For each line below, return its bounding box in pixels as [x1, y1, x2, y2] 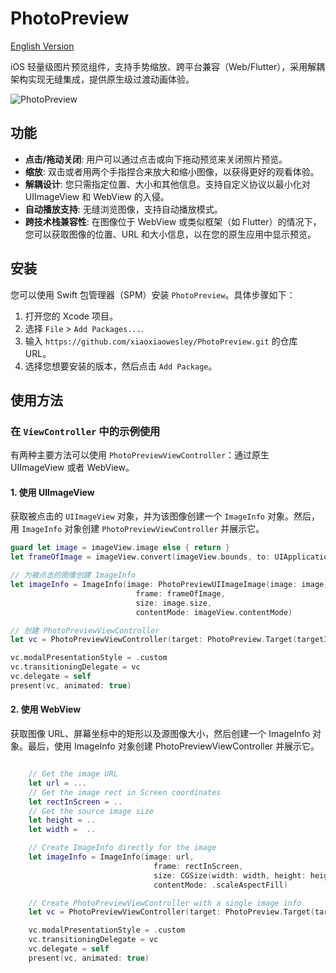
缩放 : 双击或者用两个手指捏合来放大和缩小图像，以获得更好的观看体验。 [24, 165, 320, 177]
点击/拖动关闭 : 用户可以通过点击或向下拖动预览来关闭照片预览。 [24, 153, 288, 165]
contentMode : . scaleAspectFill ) [153, 880, 288, 890]
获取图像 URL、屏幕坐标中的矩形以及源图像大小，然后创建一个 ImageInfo [10, 728, 311, 740]
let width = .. [28, 825, 97, 835]
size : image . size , [135, 598, 213, 608]
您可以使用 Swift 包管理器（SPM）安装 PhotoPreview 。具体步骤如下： [10, 288, 296, 301]
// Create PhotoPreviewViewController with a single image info [28, 898, 302, 908]
